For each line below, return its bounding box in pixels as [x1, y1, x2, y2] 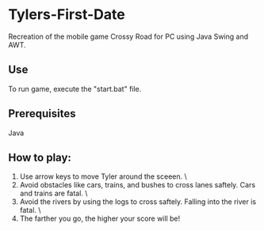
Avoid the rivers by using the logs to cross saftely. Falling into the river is [19, 197, 256, 206]
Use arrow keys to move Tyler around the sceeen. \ [19, 172, 188, 181]
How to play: [8, 150, 71, 164]
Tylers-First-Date [8, 6, 125, 24]
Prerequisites [8, 107, 76, 120]
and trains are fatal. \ [19, 188, 88, 199]
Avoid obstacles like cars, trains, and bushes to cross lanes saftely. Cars [19, 180, 256, 190]
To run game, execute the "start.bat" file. [8, 84, 142, 93]
